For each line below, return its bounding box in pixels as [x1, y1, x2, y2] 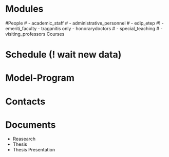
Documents [5, 119, 56, 130]
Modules [5, 3, 44, 15]
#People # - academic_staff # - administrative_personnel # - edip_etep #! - [5, 20, 164, 26]
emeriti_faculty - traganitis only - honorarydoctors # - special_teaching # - [5, 25, 163, 31]
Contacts [5, 96, 46, 107]
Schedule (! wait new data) [5, 49, 122, 60]
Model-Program [5, 72, 74, 84]
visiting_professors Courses [5, 31, 65, 37]
